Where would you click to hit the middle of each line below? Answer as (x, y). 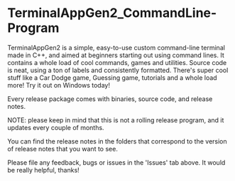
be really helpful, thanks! (43, 170)
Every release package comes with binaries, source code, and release (110, 99)
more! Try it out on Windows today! (59, 85)
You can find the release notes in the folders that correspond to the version (117, 141)
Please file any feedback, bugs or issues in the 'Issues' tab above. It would (116, 162)
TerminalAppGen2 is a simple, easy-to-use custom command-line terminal (116, 47)
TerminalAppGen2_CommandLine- (112, 13)
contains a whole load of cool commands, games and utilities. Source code (117, 62)
